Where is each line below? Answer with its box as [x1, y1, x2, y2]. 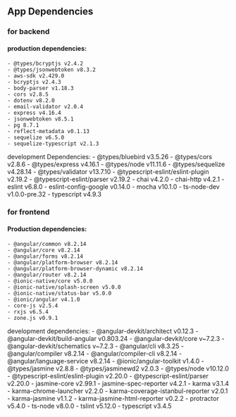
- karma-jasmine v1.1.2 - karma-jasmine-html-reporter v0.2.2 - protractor [7, 394, 220, 402]
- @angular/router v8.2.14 [7, 271, 87, 278]
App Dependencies [7, 6, 94, 18]
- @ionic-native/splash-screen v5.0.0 [7, 283, 121, 291]
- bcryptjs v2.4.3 [7, 78, 61, 85]
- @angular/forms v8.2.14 [7, 253, 83, 260]
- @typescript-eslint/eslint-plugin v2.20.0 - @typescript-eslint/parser [7, 371, 209, 380]
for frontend [7, 207, 50, 217]
